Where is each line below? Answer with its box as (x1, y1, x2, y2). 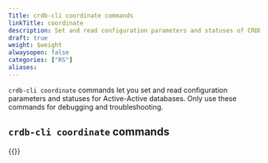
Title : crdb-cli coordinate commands (8, 11, 134, 20)
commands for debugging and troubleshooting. (8, 102, 164, 111)
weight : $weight (8, 41, 62, 49)
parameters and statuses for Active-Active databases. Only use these (8, 93, 237, 103)
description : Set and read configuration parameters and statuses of (8, 26, 245, 34)
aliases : (8, 64, 37, 72)
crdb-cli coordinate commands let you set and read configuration (8, 85, 228, 95)
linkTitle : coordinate (8, 19, 84, 27)
